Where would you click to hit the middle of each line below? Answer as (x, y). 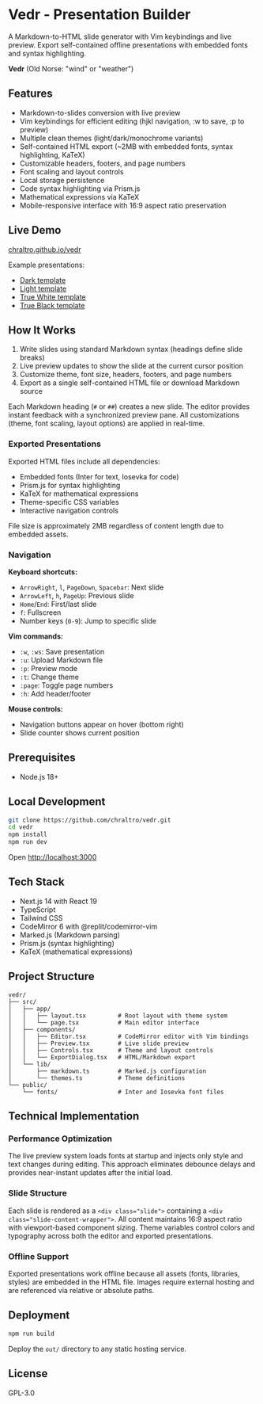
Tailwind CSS (41, 918)
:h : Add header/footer (55, 693)
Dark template (43, 280)
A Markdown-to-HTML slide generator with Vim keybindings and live (120, 36)
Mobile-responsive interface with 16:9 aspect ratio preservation (123, 205)
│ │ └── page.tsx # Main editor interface (104, 1022)
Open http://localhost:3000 (53, 857)
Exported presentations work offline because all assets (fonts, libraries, (124, 1274)
